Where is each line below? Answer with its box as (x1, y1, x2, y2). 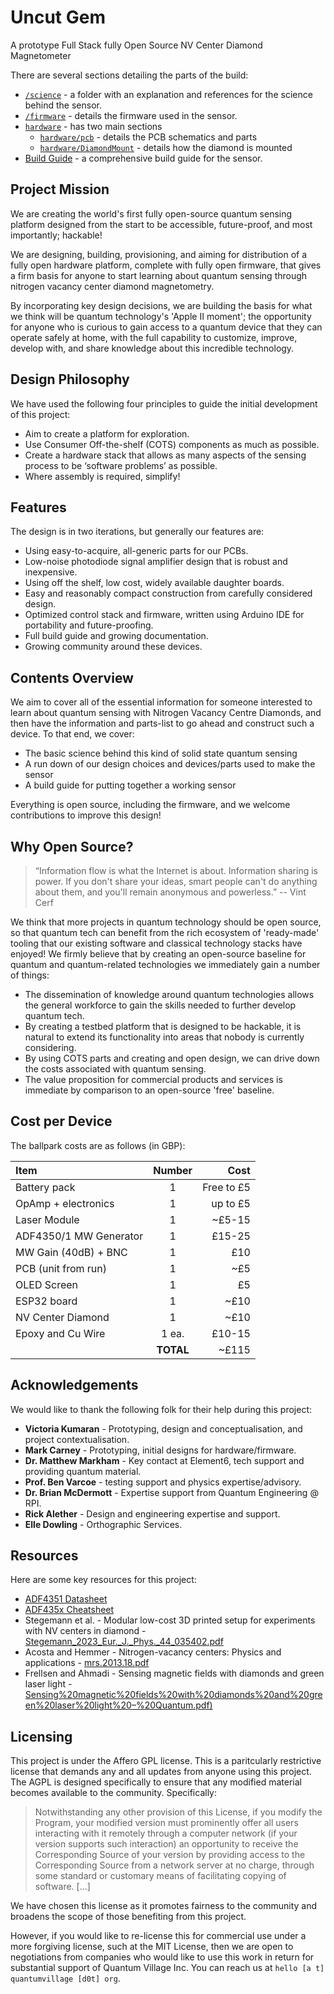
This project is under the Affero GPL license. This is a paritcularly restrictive (10, 1755, 322, 1767)
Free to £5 (202, 1180, 251, 1194)
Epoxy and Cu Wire (15, 1326, 106, 1340)
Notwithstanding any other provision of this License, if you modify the (34, 1806, 323, 1818)
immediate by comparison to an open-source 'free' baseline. (24, 1084, 275, 1096)
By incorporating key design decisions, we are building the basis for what (10, 299, 313, 311)
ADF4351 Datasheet (24, 1593, 108, 1605)
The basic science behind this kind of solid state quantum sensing (24, 747, 298, 760)
